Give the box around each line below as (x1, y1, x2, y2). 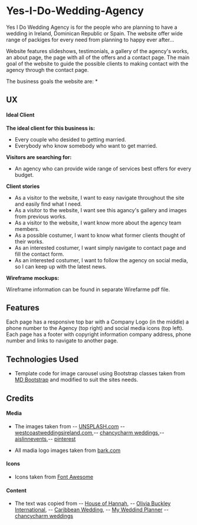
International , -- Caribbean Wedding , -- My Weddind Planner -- (14, 506, 169, 513)
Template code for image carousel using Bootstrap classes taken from (14, 370, 186, 377)
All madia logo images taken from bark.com (14, 447, 121, 454)
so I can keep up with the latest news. (14, 263, 107, 270)
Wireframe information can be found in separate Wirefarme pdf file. (6, 286, 170, 293)
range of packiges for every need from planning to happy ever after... (6, 36, 175, 43)
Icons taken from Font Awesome (14, 473, 93, 480)
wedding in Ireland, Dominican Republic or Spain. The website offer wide (6, 29, 183, 37)
